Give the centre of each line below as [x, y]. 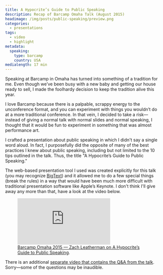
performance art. [22, 130]
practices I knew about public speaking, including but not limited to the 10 [80, 151]
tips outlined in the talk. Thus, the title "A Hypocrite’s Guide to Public [75, 156]
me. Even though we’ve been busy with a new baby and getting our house [81, 84]
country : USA [27, 60]
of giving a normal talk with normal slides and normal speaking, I [87, 120]
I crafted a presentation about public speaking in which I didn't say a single [81, 140]
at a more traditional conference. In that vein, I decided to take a [70, 115]
